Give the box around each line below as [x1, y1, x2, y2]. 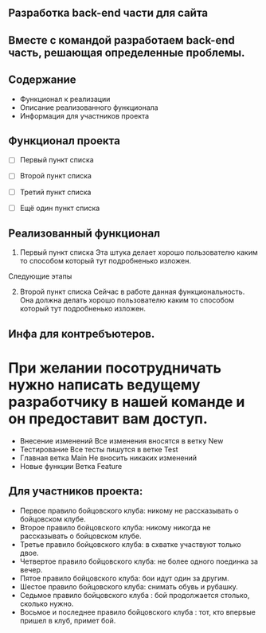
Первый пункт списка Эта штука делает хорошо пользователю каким [19, 248, 259, 257]
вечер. [19, 565, 43, 574]
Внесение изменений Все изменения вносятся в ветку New [19, 436, 224, 445]
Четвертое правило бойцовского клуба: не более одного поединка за [19, 557, 259, 566]
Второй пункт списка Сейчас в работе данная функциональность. [19, 287, 245, 297]
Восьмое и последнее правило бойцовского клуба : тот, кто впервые [19, 607, 256, 616]
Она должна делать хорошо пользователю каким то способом [19, 295, 235, 305]
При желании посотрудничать [8, 359, 221, 377]
